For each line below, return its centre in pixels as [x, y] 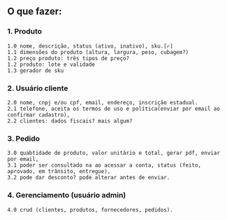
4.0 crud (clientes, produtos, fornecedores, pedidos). [90, 209]
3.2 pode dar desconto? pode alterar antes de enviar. [89, 178]
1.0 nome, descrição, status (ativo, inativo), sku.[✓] [90, 46]
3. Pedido [24, 138]
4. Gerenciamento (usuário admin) [67, 195]
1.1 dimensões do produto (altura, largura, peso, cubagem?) [98, 52]
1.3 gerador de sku [36, 70]
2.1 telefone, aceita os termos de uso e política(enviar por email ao [113, 109]
